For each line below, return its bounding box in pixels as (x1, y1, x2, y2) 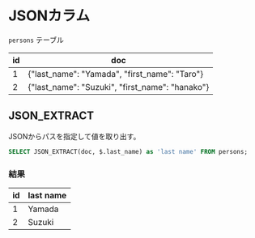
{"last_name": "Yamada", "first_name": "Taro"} (28, 68, 204, 79)
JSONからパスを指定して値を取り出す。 (8, 131, 141, 141)
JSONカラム (8, 6, 91, 25)
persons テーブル (8, 35, 65, 45)
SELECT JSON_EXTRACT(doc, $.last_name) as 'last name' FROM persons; (8, 147, 249, 155)
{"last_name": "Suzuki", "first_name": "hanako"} (28, 81, 210, 92)
